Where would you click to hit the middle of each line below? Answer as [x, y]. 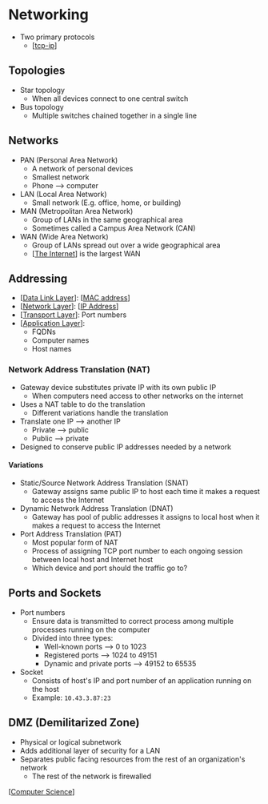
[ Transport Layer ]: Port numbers [73, 315]
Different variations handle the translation [100, 412]
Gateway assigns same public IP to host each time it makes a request [146, 491]
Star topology [42, 90]
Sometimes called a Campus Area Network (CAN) [114, 228]
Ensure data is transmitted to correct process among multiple [133, 621]
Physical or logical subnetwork [70, 742]
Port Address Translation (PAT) [71, 533]
